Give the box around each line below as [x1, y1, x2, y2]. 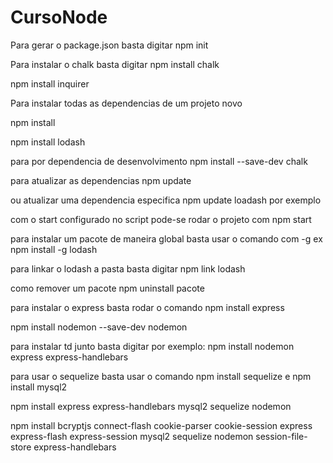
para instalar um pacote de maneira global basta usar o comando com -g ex [10, 232, 323, 245]
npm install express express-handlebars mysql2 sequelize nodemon [10, 400, 292, 412]
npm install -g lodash [10, 243, 98, 255]
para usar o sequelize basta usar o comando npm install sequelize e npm [10, 370, 312, 382]
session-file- [255, 430, 308, 442]
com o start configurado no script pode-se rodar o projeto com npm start [10, 213, 312, 225]
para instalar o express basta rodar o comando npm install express [10, 301, 285, 313]
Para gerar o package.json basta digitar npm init [10, 39, 209, 51]
